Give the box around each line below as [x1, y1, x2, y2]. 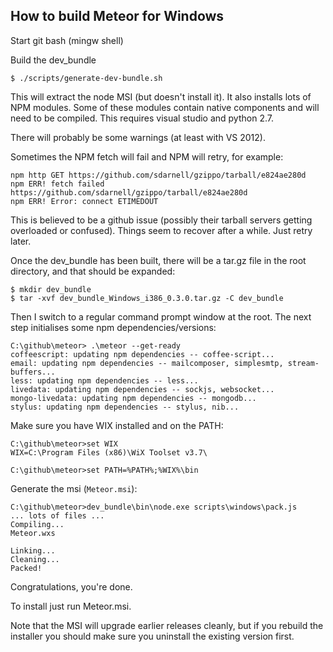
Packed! [10, 563, 43, 573]
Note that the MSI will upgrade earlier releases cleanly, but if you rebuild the [10, 619, 324, 631]
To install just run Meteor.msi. [10, 600, 132, 612]
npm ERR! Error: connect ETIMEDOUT [10, 196, 159, 206]
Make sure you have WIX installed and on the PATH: [10, 419, 224, 431]
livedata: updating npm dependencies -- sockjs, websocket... [10, 384, 275, 394]
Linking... [10, 545, 56, 556]
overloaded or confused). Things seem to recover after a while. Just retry [10, 224, 313, 236]
